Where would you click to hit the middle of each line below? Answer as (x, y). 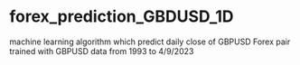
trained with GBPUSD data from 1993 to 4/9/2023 (102, 51)
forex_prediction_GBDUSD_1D (122, 17)
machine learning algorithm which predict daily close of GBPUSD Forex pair (150, 42)
